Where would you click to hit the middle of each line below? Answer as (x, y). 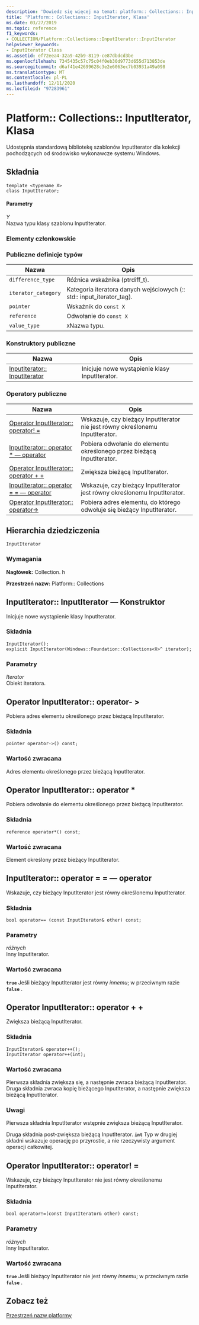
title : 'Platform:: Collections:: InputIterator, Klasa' (78, 17)
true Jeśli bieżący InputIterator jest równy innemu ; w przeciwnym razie (93, 982)
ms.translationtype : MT (36, 72)
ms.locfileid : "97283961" (38, 89)
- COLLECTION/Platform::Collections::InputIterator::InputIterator (91, 39)
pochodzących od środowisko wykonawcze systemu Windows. (84, 153)
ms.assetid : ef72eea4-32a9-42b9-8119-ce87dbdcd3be (70, 56)
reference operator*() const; (44, 832)
